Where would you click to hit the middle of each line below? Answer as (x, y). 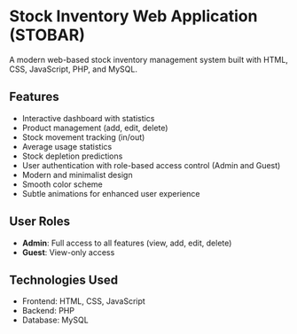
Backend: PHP (48, 311)
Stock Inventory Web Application (133, 16)
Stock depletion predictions (72, 156)
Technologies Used (63, 280)
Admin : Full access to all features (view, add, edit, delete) (127, 243)
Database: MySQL (55, 320)
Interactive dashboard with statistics (88, 118)
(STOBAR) (47, 35)
